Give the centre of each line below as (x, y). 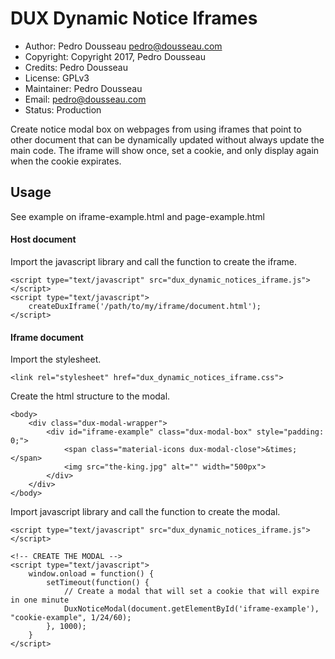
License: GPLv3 (57, 78)
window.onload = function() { (91, 574)
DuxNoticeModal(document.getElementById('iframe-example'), (191, 609)
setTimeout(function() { (98, 583)
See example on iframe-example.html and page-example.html (138, 216)
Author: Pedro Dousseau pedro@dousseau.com (123, 46)
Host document (43, 239)
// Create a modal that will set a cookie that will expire (191, 592)
